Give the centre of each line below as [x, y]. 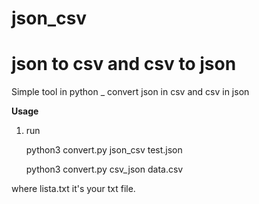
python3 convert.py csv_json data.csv [104, 169]
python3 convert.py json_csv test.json [104, 150]
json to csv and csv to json [124, 64]
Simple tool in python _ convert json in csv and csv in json [130, 92]
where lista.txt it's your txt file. [73, 189]
